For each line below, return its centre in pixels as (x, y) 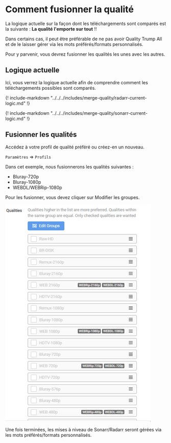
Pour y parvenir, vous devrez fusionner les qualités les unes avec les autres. (85, 54)
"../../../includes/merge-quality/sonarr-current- (99, 113)
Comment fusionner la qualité (70, 9)
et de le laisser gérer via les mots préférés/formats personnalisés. (74, 44)
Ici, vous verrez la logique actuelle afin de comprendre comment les (77, 82)
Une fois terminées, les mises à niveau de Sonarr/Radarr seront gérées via (83, 429)
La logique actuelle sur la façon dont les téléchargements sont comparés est (86, 23)
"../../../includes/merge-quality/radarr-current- (99, 97)
